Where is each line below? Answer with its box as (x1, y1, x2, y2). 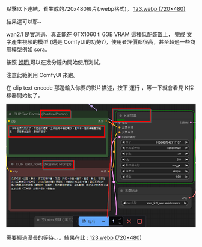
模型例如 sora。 (11, 46, 50, 53)
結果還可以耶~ (6, 18, 42, 25)
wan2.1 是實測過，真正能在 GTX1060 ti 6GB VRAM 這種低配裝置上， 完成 (6, 31, 186, 38)
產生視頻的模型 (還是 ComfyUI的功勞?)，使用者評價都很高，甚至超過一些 (11, 38, 191, 45)
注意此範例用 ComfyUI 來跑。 (6, 72, 79, 78)
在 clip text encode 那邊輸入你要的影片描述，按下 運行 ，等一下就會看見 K (6, 84, 189, 91)
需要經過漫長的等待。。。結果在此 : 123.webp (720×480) (6, 234, 142, 242)
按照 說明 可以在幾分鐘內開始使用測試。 (6, 59, 104, 66)
